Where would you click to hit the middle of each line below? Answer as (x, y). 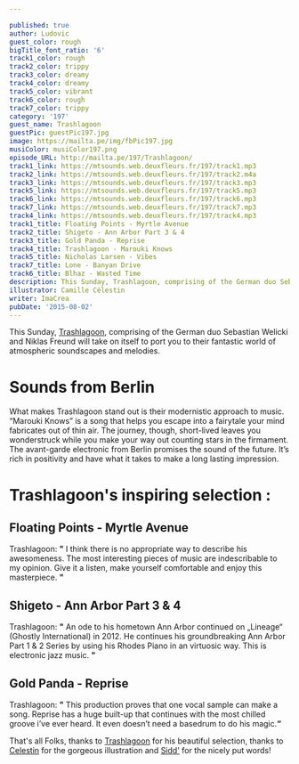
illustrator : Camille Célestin (67, 290)
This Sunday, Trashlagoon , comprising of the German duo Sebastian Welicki (149, 332)
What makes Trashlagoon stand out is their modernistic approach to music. (147, 411)
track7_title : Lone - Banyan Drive (75, 265)
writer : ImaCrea (39, 298)
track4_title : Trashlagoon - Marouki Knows (91, 249)
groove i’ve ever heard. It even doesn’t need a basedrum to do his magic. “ (145, 723)
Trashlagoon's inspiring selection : (140, 495)
